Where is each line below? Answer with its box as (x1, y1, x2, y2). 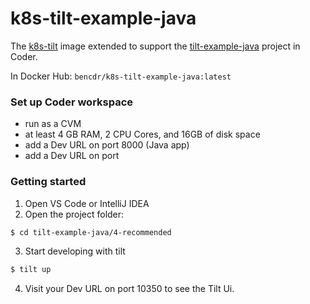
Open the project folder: (24, 208, 125, 220)
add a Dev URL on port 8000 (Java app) (24, 139, 190, 151)
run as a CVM (24, 118, 82, 130)
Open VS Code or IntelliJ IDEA (24, 197, 150, 209)
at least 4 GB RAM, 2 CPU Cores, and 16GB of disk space (24, 128, 261, 141)
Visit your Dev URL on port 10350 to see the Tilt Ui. (24, 283, 235, 295)
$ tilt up (10, 265, 52, 275)
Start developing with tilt (24, 245, 126, 257)
